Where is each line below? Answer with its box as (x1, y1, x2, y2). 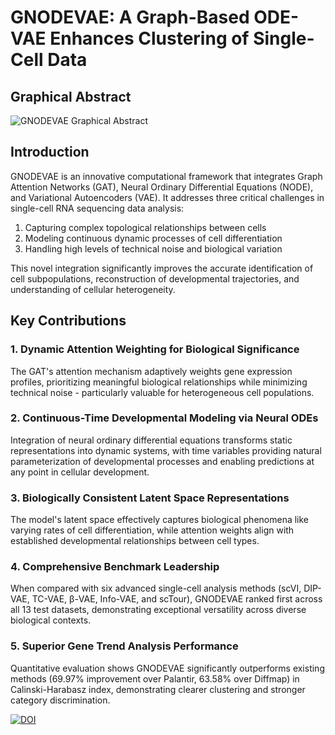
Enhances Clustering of (49, 27, 250, 50)
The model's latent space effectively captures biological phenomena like (10, 514, 310, 526)
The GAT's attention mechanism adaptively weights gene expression (10, 365, 293, 377)
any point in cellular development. (10, 466, 150, 478)
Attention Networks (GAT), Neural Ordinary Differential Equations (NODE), (10, 181, 314, 193)
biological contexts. (10, 614, 92, 626)
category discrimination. (10, 694, 111, 706)
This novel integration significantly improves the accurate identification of (10, 262, 314, 274)
